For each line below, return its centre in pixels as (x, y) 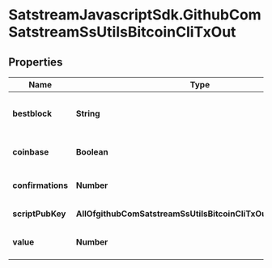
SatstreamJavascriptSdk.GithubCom (135, 15)
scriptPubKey (39, 214)
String (88, 113)
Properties (36, 62)
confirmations (40, 185)
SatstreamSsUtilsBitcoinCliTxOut (122, 32)
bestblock (32, 113)
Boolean (92, 152)
